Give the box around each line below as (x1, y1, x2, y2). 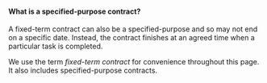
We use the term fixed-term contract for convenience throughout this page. (8, 57, 260, 67)
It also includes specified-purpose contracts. (8, 65, 158, 76)
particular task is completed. (8, 41, 103, 52)
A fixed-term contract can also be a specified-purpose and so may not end (8, 24, 258, 34)
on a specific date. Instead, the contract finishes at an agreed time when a (8, 33, 256, 43)
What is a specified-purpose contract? (8, 6, 141, 16)
